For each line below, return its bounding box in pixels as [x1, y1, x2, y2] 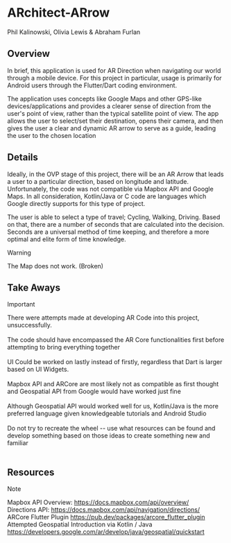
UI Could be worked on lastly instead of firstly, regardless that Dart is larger [7, 358, 223, 366]
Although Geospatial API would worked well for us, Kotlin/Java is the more [7, 402, 219, 411]
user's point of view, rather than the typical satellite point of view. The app [7, 109, 219, 117]
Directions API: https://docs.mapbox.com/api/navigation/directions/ [7, 506, 200, 514]
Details [7, 151, 38, 164]
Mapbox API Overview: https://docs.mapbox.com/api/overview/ [7, 498, 189, 507]
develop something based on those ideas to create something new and [7, 431, 210, 440]
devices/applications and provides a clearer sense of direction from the [7, 102, 212, 110]
